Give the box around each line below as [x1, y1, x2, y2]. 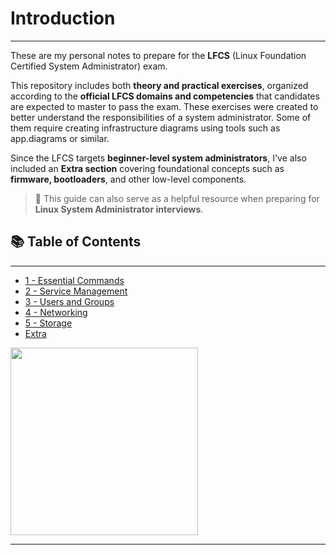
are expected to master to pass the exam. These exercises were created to [10, 100, 319, 112]
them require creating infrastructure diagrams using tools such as [10, 122, 281, 134]
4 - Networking [24, 306, 88, 318]
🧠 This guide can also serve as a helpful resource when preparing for [34, 192, 320, 204]
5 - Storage [24, 317, 73, 329]
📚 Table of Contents [10, 233, 142, 251]
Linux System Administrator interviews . [34, 203, 204, 215]
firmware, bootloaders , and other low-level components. [10, 173, 247, 185]
